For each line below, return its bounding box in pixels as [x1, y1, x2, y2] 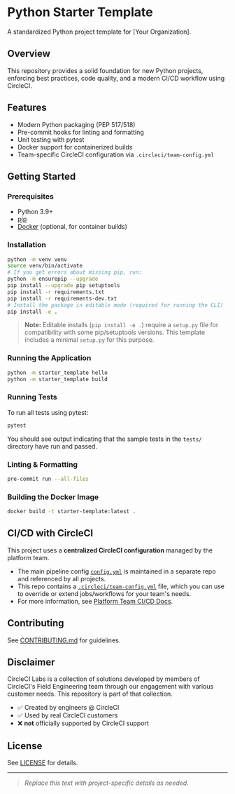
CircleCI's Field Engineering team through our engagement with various [7, 682, 214, 691]
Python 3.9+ [17, 208, 54, 216]
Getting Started [7, 170, 76, 183]
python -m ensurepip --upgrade [7, 275, 99, 283]
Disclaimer [7, 656, 55, 668]
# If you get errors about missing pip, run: [7, 269, 142, 276]
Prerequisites [7, 191, 54, 201]
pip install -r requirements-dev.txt [7, 295, 117, 302]
